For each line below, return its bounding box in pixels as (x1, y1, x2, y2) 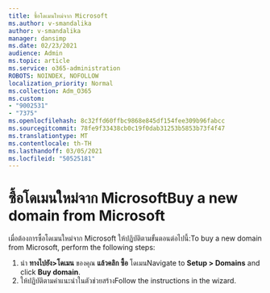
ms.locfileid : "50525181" (8, 154, 95, 162)
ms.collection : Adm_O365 (8, 86, 92, 95)
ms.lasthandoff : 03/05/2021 (8, 147, 103, 155)
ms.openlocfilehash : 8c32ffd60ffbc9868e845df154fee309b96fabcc (8, 117, 226, 125)
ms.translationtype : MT (8, 132, 89, 140)
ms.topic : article (8, 57, 70, 65)
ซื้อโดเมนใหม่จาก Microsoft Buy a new (8, 189, 239, 207)
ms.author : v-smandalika (8, 19, 92, 27)
